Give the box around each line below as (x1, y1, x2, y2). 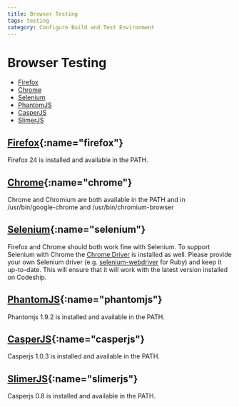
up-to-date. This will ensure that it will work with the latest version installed (7, 265, 228, 273)
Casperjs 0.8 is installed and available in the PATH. (7, 392, 156, 401)
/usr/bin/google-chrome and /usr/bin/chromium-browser (7, 203, 174, 211)
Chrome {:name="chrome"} (7, 176, 133, 189)
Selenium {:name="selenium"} (7, 223, 146, 236)
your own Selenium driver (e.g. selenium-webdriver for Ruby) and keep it (7, 258, 222, 266)
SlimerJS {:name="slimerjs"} (7, 373, 138, 385)
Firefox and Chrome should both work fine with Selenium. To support (7, 242, 210, 251)
